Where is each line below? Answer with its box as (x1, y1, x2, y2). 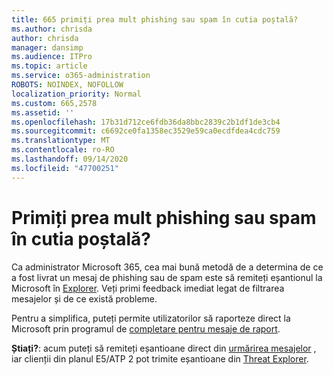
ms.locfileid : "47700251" (11, 163, 119, 173)
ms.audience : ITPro (11, 52, 93, 62)
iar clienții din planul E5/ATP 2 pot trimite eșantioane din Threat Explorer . (11, 352, 309, 365)
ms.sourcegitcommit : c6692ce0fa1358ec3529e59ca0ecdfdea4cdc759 (11, 126, 281, 136)
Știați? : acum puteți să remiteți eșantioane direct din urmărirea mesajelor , (11, 342, 317, 354)
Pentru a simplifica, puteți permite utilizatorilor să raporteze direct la (11, 312, 291, 324)
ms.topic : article (11, 61, 88, 71)
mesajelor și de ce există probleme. (11, 292, 158, 305)
